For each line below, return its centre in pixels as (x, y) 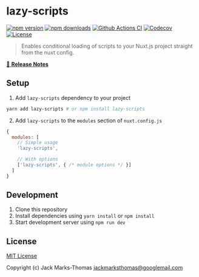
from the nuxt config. (48, 52)
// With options (38, 159)
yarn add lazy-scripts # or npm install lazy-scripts (76, 109)
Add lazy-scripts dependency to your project (73, 97)
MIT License (22, 256)
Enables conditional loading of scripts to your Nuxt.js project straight (107, 46)
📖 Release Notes (27, 64)
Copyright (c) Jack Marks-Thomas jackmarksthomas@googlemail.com (95, 268)
